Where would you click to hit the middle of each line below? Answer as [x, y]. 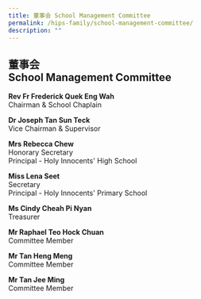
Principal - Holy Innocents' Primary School [78, 193]
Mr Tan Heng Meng [41, 256]
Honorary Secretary [41, 152]
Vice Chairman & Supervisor [54, 128]
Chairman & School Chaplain [55, 105]
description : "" [35, 30]
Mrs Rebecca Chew [41, 144]
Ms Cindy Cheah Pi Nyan [50, 209]
